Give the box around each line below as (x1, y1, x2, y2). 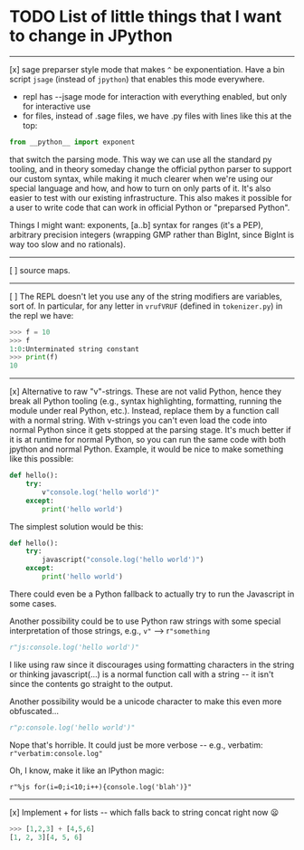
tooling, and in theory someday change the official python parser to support (9, 163, 292, 174)
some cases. (9, 597, 57, 608)
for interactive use (22, 100, 91, 111)
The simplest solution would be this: (9, 521, 144, 531)
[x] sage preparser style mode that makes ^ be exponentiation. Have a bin (9, 63, 285, 74)
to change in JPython (9, 25, 174, 46)
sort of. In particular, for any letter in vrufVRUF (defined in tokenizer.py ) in (9, 301, 283, 311)
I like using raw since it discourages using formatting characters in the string (9, 659, 295, 670)
